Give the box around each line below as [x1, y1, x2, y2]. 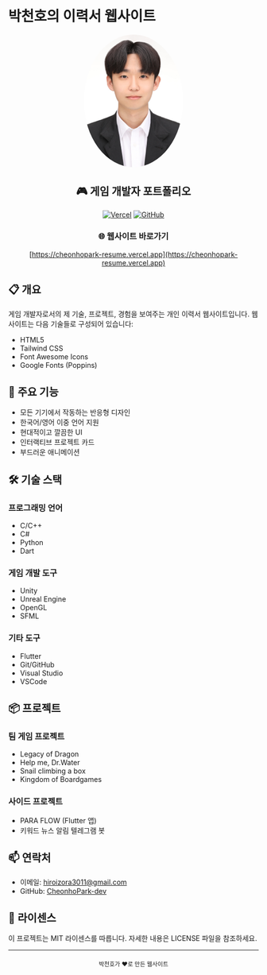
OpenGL [19, 603, 48, 613]
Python [19, 538, 44, 547]
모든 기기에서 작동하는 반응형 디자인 [19, 408, 131, 417]
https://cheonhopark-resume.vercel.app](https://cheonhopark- [31, 250, 238, 259]
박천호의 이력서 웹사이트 [8, 7, 157, 25]
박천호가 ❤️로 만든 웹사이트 [99, 961, 168, 969]
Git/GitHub [19, 660, 55, 669]
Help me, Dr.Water [19, 758, 81, 768]
